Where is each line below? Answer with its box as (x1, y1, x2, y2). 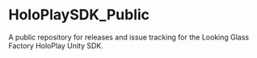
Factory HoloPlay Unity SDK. (8, 40, 103, 50)
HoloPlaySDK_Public (8, 6, 150, 24)
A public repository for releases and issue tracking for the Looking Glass (8, 32, 249, 42)
